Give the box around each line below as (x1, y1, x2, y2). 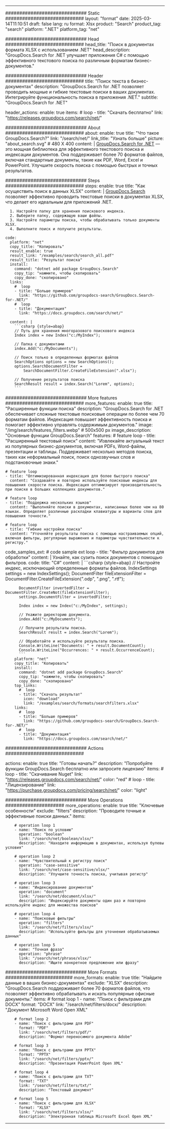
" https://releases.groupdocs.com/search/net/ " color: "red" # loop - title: (5, 777, 155, 782)
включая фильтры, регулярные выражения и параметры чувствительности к (5, 536, 159, 541)
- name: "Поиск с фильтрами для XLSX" (14, 1101, 96, 1106)
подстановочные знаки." (5, 459, 59, 465)
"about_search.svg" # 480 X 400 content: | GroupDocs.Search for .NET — (5, 141, 160, 147)
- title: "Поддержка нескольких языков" (5, 500, 92, 505)
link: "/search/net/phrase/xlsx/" (18, 956, 92, 961)
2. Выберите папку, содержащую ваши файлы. (10, 213, 103, 218)
